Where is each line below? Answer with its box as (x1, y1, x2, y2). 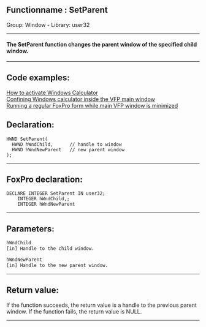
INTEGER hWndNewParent (17, 201, 75, 208)
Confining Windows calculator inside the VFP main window (6, 95, 155, 103)
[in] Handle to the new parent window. (6, 262, 109, 268)
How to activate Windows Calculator (6, 89, 98, 96)
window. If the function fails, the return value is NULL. (6, 307, 142, 315)
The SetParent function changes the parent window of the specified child (6, 41, 197, 48)
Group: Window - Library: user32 (6, 21, 90, 28)
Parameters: (6, 224, 55, 234)
